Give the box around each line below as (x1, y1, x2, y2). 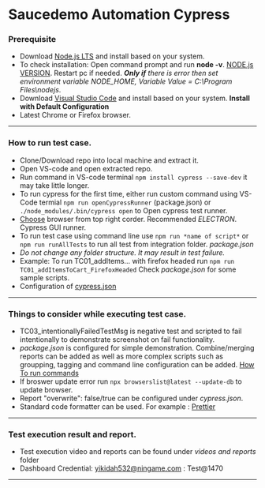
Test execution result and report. (8, 429, 136, 440)
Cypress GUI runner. (19, 223, 87, 232)
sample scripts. (19, 272, 69, 282)
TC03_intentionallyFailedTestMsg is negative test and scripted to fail (19, 326, 242, 336)
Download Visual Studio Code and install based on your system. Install (19, 93, 250, 103)
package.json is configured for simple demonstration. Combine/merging (19, 343, 255, 353)
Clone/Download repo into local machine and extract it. (19, 156, 200, 165)
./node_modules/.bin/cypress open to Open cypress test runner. (19, 205, 228, 215)
